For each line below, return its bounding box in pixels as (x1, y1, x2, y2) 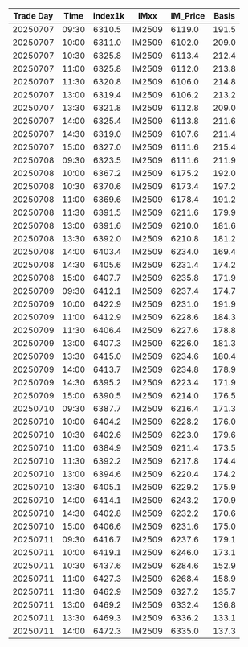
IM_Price (170, 10, 205, 21)
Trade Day (13, 10, 54, 21)
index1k (92, 10, 125, 21)
